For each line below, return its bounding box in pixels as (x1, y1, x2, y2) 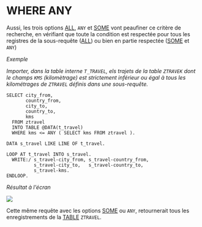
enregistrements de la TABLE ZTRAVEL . (6, 213, 102, 221)
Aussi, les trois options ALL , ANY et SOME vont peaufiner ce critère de (6, 24, 182, 31)
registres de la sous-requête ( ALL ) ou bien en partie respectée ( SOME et (6, 37, 190, 44)
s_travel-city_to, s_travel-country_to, (33, 162, 144, 168)
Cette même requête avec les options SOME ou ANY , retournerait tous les (6, 207, 190, 214)
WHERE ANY (6, 4, 72, 18)
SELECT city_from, (6, 92, 53, 98)
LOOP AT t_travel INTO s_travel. (6, 151, 92, 157)
